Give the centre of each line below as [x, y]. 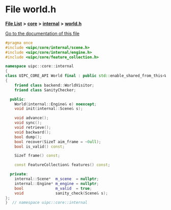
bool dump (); [28, 137]
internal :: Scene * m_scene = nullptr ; [57, 179]
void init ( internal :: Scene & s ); [49, 109]
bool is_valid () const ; [40, 147]
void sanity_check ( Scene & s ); [61, 193]
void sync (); [28, 123]
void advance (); [32, 118]
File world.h [31, 9]
